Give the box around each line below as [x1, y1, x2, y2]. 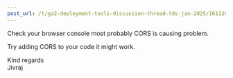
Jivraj [7, 63, 23, 71]
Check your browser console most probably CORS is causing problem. [7, 29, 209, 37]
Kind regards [7, 56, 44, 64]
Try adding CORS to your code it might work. [7, 42, 135, 50]
